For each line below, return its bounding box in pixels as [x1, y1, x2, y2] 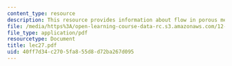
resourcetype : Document [7, 36, 76, 43]
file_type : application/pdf [7, 29, 88, 36]
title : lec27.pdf [7, 42, 57, 49]
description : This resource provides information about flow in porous [7, 16, 217, 23]
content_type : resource [7, 10, 76, 17]
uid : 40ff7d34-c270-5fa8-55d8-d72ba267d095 [7, 49, 135, 56]
